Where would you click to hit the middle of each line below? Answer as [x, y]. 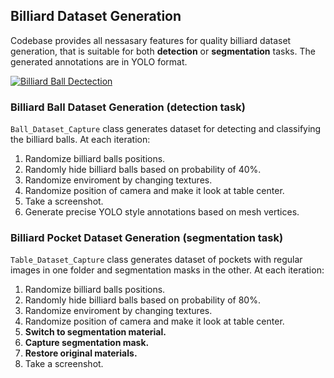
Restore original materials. [81, 353]
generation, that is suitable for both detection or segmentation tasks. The [163, 51]
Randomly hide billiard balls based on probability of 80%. [142, 300]
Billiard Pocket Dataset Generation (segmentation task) [147, 238]
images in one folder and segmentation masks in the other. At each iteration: [167, 270]
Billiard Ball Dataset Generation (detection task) [128, 107]
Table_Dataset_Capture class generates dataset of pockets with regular [156, 260]
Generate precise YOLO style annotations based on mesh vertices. [162, 212]
